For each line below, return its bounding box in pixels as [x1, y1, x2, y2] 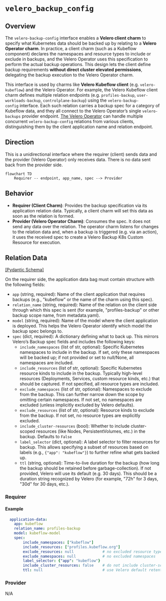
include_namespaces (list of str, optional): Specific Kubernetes [19, 344, 144, 350]
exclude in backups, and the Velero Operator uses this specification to [5, 56, 148, 62]
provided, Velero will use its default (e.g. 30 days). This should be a [19, 470, 157, 476]
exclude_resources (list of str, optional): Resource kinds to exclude [19, 407, 155, 413]
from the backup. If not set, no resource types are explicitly [19, 412, 141, 418]
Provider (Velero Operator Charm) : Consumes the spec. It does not [12, 218, 151, 224]
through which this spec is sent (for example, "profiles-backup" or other [12, 307, 160, 313]
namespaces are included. [19, 360, 74, 366]
